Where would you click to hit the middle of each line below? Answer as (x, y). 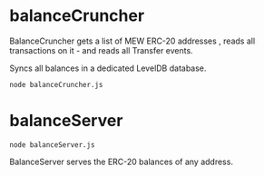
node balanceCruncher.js (56, 84)
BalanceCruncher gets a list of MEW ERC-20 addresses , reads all (132, 41)
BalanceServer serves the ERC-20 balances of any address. (122, 161)
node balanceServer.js (52, 145)
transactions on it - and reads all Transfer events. (101, 50)
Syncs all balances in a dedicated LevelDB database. (108, 68)
